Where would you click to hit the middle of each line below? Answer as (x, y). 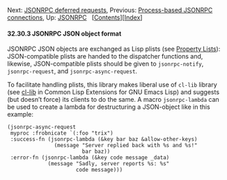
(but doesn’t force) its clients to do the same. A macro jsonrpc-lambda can (113, 100)
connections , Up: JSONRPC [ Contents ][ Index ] (75, 17)
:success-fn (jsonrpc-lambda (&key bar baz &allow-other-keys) (104, 140)
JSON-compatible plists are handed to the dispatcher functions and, (105, 57)
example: (20, 114)
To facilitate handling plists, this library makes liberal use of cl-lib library (112, 85)
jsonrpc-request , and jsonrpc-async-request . (72, 71)
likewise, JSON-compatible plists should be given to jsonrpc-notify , (105, 64)
